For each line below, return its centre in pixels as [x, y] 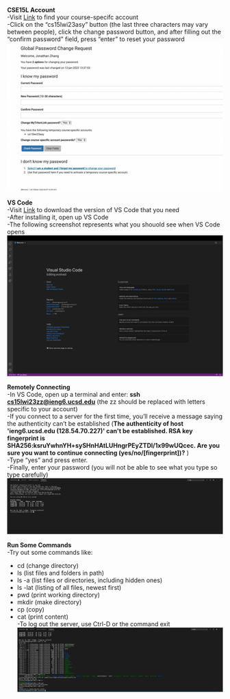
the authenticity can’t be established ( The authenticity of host [95, 423]
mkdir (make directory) [49, 602]
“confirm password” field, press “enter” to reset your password [96, 39]
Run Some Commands [39, 545]
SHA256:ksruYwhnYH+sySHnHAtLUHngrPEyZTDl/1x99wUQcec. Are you [114, 445]
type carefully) [28, 474]
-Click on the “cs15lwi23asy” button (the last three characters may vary [108, 24]
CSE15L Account [31, 10]
